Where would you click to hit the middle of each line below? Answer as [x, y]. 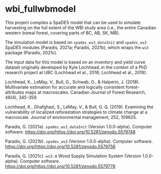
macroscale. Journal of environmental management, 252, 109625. [71, 117]
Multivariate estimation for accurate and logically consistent [65, 87]
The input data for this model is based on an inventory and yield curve [75, 62]
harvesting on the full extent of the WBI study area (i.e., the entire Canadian [81, 27]
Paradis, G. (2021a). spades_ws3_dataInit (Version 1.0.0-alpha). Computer [79, 126]
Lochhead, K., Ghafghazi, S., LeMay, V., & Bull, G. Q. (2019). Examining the [79, 107]
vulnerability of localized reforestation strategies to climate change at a [76, 112]
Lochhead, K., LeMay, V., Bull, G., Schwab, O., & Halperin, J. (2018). [72, 82]
